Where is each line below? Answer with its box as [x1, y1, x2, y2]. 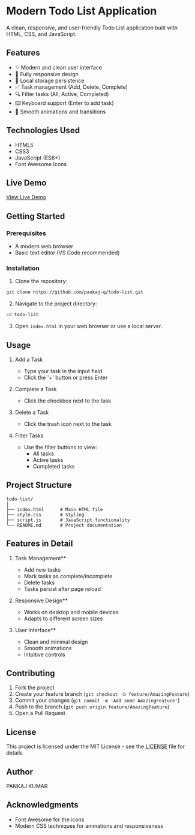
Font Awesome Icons [14, 160, 67, 167]
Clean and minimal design [23, 638, 88, 645]
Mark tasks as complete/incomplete [23, 572, 113, 579]
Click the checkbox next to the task [23, 397, 112, 404]
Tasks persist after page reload [23, 585, 101, 592]
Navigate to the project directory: [14, 300, 97, 307]
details [6, 749, 23, 756]
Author [6, 767, 33, 777]
